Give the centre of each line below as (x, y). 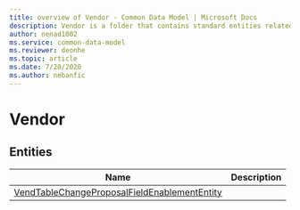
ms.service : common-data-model (67, 42)
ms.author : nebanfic (48, 76)
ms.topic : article (43, 59)
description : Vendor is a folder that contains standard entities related (151, 26)
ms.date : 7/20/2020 (46, 68)
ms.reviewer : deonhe (48, 51)
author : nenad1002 (43, 34)
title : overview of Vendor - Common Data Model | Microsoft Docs (133, 17)
